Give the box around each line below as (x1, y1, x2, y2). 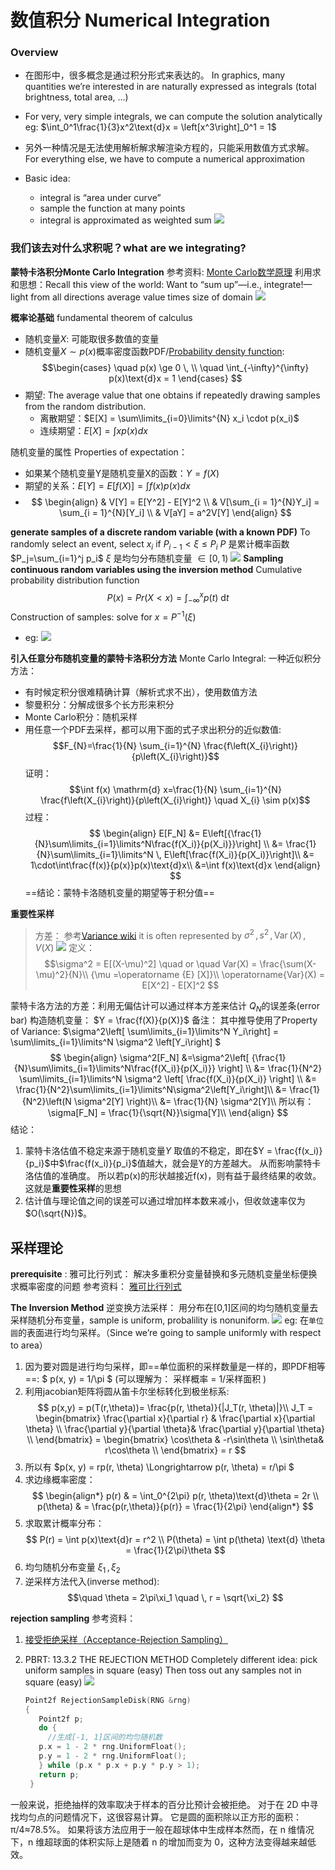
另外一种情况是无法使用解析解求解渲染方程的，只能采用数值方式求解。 (24, 142, 315, 154)
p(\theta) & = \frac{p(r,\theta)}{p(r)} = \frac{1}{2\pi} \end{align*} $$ (36, 1500, 314, 1512)
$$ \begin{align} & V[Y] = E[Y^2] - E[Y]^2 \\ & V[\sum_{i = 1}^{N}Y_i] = (31, 496, 320, 508)
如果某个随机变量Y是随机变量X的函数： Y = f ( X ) (24, 467, 220, 479)
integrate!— (263, 278, 313, 290)
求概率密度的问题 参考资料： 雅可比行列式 (10, 1280, 182, 1292)
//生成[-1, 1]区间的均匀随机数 (47, 1732, 163, 1743)
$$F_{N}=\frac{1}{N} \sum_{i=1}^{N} (52, 739, 202, 751)
